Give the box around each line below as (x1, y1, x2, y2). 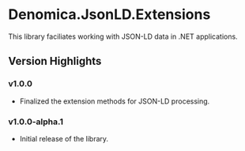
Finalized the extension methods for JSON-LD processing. (19, 96, 210, 106)
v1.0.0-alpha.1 (8, 116, 64, 127)
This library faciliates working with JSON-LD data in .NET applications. (8, 32, 239, 41)
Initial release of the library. (19, 134, 109, 143)
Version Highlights (8, 55, 102, 68)
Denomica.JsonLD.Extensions (8, 6, 211, 24)
